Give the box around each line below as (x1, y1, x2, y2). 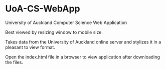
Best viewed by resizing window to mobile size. (5, 29, 103, 35)
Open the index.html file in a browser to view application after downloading (5, 53, 160, 60)
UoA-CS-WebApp (5, 3, 80, 14)
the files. (5, 59, 24, 65)
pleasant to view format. (5, 44, 55, 50)
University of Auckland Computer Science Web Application (5, 19, 127, 25)
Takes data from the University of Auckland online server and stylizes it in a (5, 38, 161, 45)
